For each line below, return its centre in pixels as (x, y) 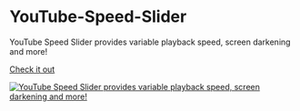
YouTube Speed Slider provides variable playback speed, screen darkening (150, 42)
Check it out (32, 69)
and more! (29, 51)
